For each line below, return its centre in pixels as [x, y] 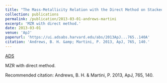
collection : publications [32, 14]
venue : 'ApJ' [19, 33]
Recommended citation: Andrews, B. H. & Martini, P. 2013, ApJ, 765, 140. [80, 75]
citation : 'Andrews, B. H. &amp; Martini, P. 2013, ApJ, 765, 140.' [78, 42]
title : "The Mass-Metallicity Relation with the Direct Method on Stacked [84, 10]
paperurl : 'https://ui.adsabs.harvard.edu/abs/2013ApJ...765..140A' [78, 38]
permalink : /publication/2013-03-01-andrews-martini [61, 19]
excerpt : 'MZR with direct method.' [43, 23]
